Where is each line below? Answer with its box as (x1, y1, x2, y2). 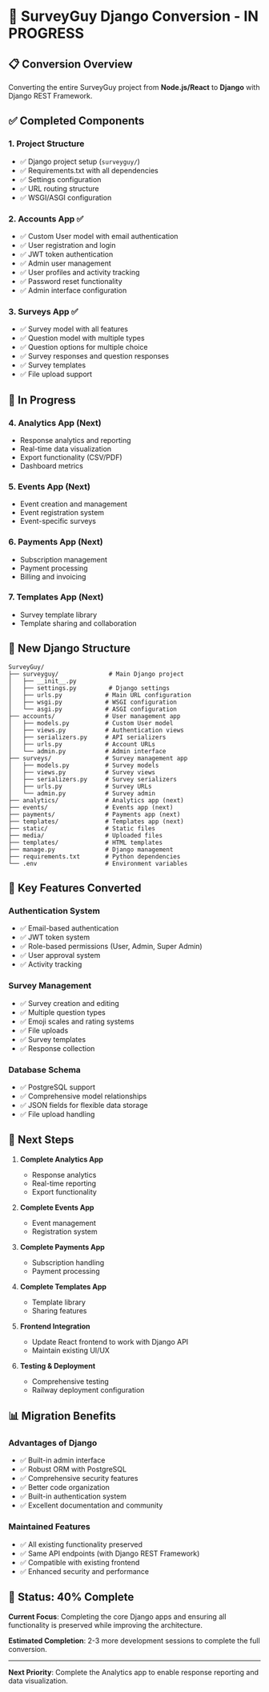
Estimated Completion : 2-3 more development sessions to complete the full (8, 1636, 260, 1645)
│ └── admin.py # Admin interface (8, 747, 167, 755)
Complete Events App (19, 1203, 94, 1212)
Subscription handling (31, 1257, 105, 1267)
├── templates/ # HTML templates (8, 838, 163, 846)
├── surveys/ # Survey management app (8, 754, 188, 762)
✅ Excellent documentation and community (19, 1500, 163, 1511)
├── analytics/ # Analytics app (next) (8, 796, 184, 805)
